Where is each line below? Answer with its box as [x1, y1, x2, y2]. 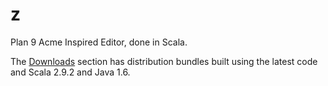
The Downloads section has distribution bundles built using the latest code [10, 55, 318, 67]
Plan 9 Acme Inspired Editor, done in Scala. [10, 36, 188, 48]
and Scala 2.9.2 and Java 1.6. [10, 66, 131, 78]
